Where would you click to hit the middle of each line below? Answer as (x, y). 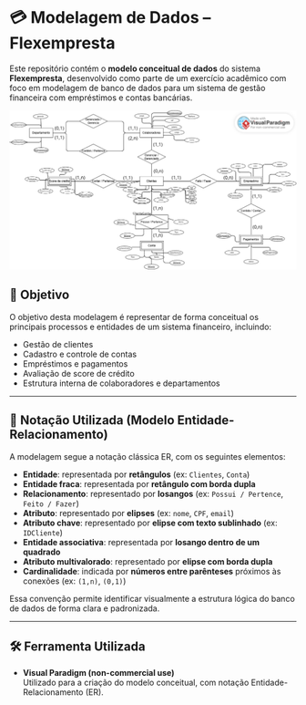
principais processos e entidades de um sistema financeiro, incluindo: (140, 327)
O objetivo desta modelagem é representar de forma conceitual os (134, 316)
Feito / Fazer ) (51, 503)
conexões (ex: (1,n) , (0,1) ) (74, 581)
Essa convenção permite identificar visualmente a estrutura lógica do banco (153, 598)
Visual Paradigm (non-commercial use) (98, 673)
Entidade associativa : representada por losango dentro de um (141, 542)
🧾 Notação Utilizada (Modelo (92, 420)
